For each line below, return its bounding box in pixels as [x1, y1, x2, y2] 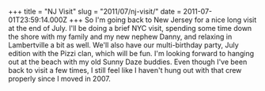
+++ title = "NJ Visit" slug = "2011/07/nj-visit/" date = [8, 7, 182, 16]
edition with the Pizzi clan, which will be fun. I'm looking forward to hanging [8, 49, 255, 58]
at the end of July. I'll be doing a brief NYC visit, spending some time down [8, 24, 252, 32]
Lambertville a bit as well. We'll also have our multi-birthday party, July [8, 40, 239, 50]
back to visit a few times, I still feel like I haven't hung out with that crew [8, 66, 242, 74]
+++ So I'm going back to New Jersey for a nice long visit [68, 15, 257, 25]
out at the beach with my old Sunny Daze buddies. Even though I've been [8, 57, 248, 66]
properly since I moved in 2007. [8, 74, 111, 83]
